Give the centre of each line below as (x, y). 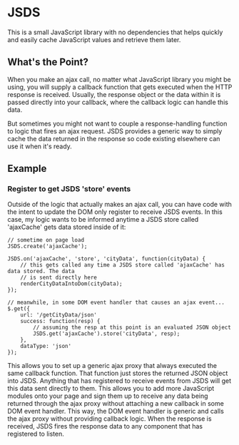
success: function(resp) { (60, 322)
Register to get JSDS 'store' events (69, 189)
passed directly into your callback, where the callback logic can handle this (118, 102)
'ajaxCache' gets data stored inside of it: (67, 227)
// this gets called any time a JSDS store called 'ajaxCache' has (122, 265)
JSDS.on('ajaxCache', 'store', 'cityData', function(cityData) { (106, 259)
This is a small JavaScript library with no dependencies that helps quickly (115, 32)
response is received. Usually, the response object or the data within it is (114, 94)
